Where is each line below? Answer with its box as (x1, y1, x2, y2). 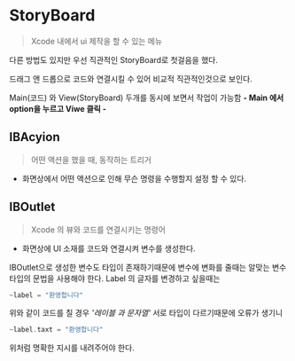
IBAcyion (9, 129, 60, 145)
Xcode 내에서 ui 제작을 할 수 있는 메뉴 (30, 35, 162, 46)
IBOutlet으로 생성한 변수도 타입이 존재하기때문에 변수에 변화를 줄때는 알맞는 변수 (9, 262, 287, 272)
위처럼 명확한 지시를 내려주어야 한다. (9, 342, 135, 353)
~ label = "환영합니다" (9, 290, 84, 300)
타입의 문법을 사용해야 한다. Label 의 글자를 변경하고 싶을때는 (9, 272, 221, 284)
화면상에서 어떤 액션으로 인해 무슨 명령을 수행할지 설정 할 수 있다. (21, 173, 246, 184)
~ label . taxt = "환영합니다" (9, 326, 104, 334)
